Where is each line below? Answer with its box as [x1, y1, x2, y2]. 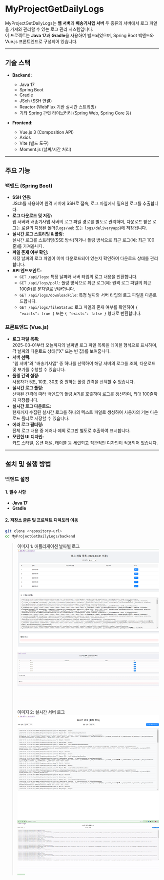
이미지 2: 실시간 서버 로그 [17, 709, 65, 715]
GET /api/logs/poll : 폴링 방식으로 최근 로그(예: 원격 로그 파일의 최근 [19, 280, 151, 286]
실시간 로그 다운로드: [12, 403, 52, 409]
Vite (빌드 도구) [19, 140, 49, 146]
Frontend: [12, 120, 33, 126]
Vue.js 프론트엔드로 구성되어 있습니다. [5, 38, 78, 44]
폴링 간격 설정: [12, 372, 40, 378]
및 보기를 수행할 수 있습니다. [12, 366, 66, 372]
